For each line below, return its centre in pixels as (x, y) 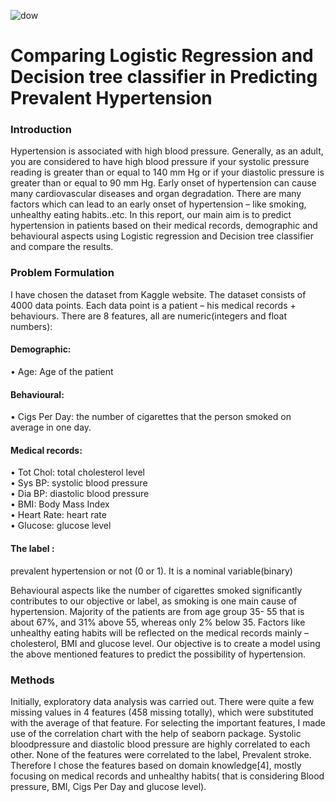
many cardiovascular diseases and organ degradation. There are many (156, 194)
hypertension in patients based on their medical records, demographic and (164, 226)
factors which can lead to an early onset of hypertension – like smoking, (158, 204)
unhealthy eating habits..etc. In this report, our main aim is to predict (151, 215)
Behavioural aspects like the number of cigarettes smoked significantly (156, 590)
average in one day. (51, 427)
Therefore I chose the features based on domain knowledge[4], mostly (156, 765)
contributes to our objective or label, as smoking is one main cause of (154, 601)
